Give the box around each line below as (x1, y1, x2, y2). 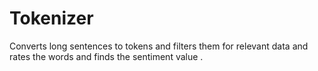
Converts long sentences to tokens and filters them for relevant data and (9, 40, 309, 52)
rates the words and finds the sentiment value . (9, 50, 204, 62)
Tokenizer (9, 7, 94, 30)
